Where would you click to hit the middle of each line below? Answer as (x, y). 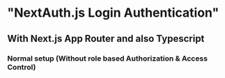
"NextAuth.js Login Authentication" (113, 13)
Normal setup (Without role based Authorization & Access (107, 58)
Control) (22, 67)
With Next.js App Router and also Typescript (106, 39)
